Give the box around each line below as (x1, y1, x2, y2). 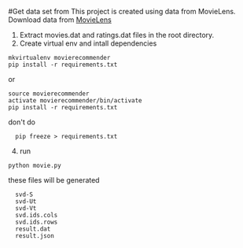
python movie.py (8, 161, 61, 169)
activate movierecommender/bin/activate (8, 97, 143, 105)
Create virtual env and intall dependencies (19, 39, 157, 48)
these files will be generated (8, 176, 100, 184)
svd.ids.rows (15, 218, 58, 226)
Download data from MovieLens (8, 15, 112, 24)
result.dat (15, 225, 51, 233)
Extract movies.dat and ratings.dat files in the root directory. (19, 31, 215, 39)
